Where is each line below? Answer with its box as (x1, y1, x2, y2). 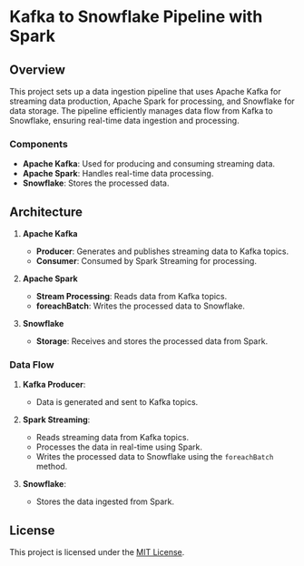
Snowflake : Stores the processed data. (22, 177, 170, 188)
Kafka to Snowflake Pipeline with (9, 6, 263, 27)
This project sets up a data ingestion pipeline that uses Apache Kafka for (9, 86, 281, 96)
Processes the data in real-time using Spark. (35, 441, 202, 452)
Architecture (9, 204, 83, 219)
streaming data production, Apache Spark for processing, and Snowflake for (9, 96, 295, 106)
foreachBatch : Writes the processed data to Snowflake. (35, 300, 245, 311)
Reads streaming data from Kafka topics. (35, 432, 189, 443)
